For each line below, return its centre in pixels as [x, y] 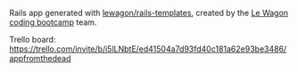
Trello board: [33, 40]
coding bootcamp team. [53, 22]
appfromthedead [40, 58]
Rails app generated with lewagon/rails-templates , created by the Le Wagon [149, 13]
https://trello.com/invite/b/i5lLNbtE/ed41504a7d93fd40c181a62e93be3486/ [148, 49]
